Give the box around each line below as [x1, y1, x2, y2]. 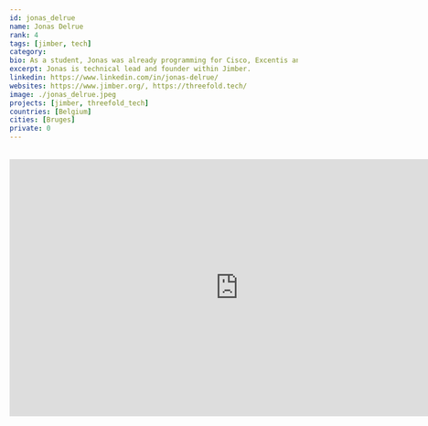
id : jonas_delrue [9, 13, 76, 23]
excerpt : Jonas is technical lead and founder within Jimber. [9, 65, 251, 74]
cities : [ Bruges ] [9, 115, 76, 124]
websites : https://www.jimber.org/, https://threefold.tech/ [9, 81, 248, 91]
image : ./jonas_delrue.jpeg [9, 90, 117, 99]
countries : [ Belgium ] [9, 107, 92, 116]
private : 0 [9, 124, 51, 133]
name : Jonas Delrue [9, 22, 84, 31]
